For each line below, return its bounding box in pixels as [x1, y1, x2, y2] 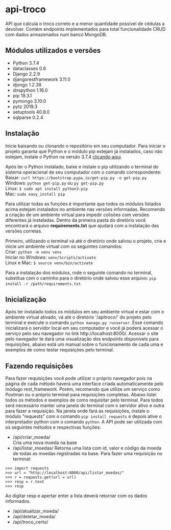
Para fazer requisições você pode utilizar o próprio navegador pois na [5, 375, 152, 381]
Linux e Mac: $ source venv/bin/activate [5, 260, 93, 266]
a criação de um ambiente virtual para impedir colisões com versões [5, 211, 150, 218]
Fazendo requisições [5, 362, 73, 370]
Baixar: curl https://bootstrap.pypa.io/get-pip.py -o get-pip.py [5, 174, 147, 180]
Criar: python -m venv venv [5, 248, 62, 255]
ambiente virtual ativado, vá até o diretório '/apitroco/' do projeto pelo [5, 314, 152, 321]
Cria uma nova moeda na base [12, 439, 78, 446]
